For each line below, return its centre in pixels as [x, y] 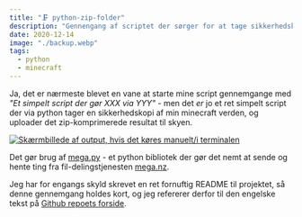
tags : [19, 51]
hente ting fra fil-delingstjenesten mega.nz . [89, 167]
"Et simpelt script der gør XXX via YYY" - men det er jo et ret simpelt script [148, 103]
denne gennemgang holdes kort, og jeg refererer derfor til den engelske [142, 194]
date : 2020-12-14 [42, 34]
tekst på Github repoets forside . [68, 203]
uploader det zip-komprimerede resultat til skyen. [101, 122]
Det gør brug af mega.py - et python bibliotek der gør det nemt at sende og [148, 157]
